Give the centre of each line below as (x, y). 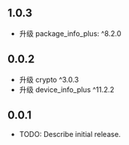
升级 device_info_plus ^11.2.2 (67, 89)
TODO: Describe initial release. (70, 135)
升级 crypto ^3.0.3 (49, 79)
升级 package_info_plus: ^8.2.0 (70, 33)
